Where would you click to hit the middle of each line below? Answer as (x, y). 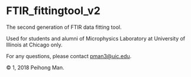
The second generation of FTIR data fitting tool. (64, 27)
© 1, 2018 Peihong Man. (35, 67)
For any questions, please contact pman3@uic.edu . (69, 56)
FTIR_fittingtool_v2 (53, 11)
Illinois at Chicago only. (34, 45)
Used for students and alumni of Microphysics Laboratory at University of (96, 38)
